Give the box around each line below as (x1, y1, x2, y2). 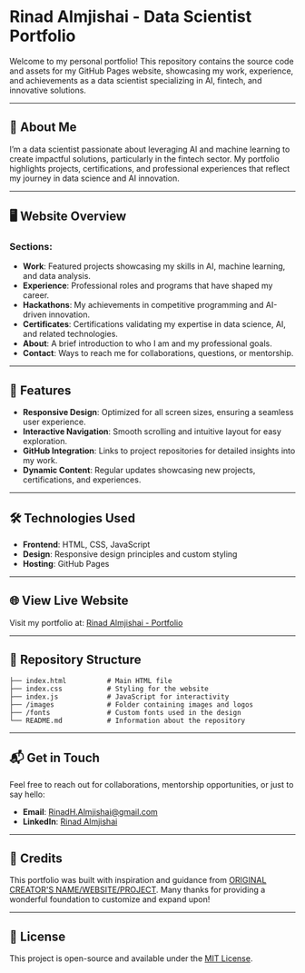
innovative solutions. (9, 84, 86, 95)
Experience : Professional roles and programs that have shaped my (22, 280, 273, 292)
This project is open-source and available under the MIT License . (9, 953, 253, 964)
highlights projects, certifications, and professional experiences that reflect (9, 163, 290, 174)
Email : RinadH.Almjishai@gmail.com (22, 806, 159, 817)
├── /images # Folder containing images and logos (9, 700, 254, 710)
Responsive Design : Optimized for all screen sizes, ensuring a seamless (22, 407, 294, 418)
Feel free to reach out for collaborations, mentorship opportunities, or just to (9, 779, 294, 789)
